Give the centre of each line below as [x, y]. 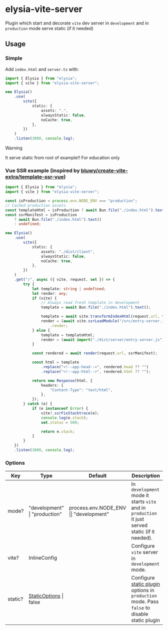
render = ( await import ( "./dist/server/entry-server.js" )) [103, 340]
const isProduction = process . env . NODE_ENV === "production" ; [71, 201]
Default [98, 476]
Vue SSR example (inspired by [42, 170]
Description [146, 476]
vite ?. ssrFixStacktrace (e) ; [70, 413]
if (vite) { [44, 298]
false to [141, 608]
